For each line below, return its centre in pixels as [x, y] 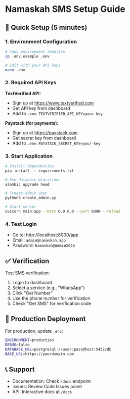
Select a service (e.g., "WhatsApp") [48, 288]
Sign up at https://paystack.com [45, 133]
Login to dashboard [32, 283]
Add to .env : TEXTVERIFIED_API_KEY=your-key [57, 113]
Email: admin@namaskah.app [39, 240]
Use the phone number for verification [51, 299]
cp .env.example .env [27, 56]
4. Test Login [21, 224]
